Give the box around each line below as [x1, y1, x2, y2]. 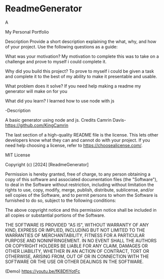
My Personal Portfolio [5, 29, 49, 35]
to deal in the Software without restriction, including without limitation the [5, 182, 154, 187]
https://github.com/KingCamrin [5, 122, 69, 128]
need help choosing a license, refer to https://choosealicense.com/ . [5, 142, 143, 148]
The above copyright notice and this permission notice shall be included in [5, 207, 157, 213]
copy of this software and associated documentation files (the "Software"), [5, 176, 158, 182]
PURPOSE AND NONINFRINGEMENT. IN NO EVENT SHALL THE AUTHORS [5, 237, 157, 243]
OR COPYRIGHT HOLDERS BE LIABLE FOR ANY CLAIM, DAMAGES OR [5, 243, 148, 249]
